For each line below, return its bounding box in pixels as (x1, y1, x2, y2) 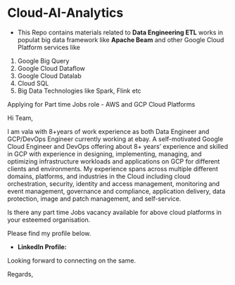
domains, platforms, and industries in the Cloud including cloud (7, 172, 191, 180)
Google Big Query (17, 56, 70, 65)
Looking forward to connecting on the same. (7, 256, 136, 265)
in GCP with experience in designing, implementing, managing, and (7, 150, 202, 158)
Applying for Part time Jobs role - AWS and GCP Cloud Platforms (7, 100, 196, 108)
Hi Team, (7, 114, 34, 122)
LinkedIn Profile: (17, 242, 67, 251)
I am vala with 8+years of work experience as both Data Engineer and (7, 127, 210, 135)
